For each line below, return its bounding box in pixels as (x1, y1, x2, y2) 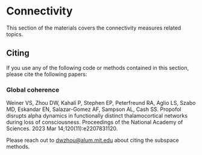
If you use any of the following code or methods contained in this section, (6, 64, 189, 71)
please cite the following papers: (6, 71, 87, 78)
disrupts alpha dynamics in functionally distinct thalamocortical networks (6, 112, 188, 119)
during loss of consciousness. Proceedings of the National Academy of (6, 119, 183, 126)
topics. (6, 30, 24, 37)
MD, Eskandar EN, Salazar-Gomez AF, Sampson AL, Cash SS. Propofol (6, 106, 181, 113)
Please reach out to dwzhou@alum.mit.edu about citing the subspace (6, 137, 179, 144)
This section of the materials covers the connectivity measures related (6, 24, 181, 31)
